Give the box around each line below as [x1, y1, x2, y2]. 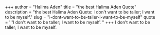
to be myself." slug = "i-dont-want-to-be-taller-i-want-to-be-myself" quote [5, 14, 156, 20]
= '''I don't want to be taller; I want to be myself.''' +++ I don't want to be [5, 19, 150, 25]
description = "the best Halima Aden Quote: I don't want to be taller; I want [5, 9, 155, 15]
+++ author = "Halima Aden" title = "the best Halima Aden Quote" [5, 4, 137, 10]
